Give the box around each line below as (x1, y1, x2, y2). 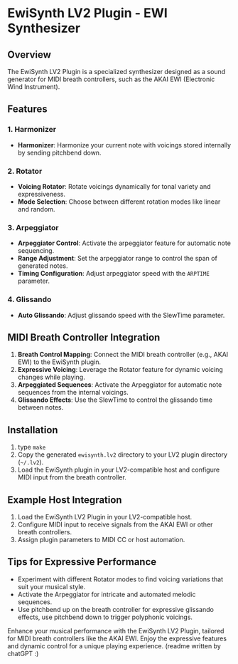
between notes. (17, 403, 64, 412)
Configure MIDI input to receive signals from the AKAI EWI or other (17, 520, 213, 529)
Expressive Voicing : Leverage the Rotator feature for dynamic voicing (17, 365, 224, 374)
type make (17, 443, 46, 452)
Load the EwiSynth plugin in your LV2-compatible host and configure (17, 465, 220, 474)
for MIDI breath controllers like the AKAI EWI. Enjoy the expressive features (7, 634, 227, 643)
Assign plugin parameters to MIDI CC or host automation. (17, 536, 185, 544)
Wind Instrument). (7, 83, 60, 90)
